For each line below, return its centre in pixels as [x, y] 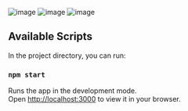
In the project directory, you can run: [67, 55]
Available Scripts [50, 36]
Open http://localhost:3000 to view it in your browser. [95, 99]
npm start [27, 75]
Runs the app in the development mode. [72, 91]
